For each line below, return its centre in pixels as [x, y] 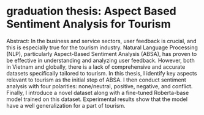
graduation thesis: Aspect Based [91, 11]
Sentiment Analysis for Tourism [89, 24]
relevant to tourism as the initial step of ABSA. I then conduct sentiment [96, 80]
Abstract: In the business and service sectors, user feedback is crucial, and [102, 41]
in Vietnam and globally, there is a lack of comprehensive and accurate [96, 67]
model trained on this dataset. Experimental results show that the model [97, 99]
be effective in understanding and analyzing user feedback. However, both [100, 60]
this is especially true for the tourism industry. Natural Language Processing [102, 47]
